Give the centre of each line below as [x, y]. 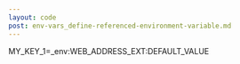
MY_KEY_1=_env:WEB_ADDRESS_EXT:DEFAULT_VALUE [109, 51]
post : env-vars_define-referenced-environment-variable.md [120, 26]
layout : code [32, 17]
